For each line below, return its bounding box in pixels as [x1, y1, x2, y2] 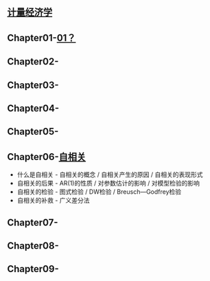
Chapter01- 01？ [7, 32, 76, 43]
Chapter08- [7, 240, 60, 251]
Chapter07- [7, 216, 58, 228]
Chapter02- [7, 56, 59, 67]
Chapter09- [7, 263, 60, 275]
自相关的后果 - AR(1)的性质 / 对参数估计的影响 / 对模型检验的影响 [16, 179, 200, 188]
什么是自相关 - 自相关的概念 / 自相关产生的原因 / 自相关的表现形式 [16, 170, 203, 179]
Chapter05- [7, 126, 59, 137]
